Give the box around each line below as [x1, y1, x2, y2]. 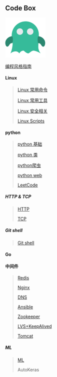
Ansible [17, 303, 33, 309]
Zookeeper [17, 313, 40, 319]
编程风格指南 [5, 63, 31, 69]
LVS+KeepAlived [17, 323, 52, 329]
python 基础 [17, 141, 42, 147]
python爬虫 [17, 162, 41, 168]
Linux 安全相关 [17, 108, 48, 114]
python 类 [17, 152, 38, 158]
